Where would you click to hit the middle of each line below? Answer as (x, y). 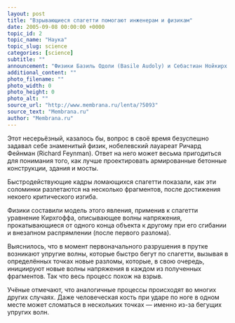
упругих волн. (28, 312)
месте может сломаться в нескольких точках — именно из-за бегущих (115, 304)
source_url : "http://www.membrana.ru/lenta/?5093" (83, 105)
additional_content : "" (42, 72)
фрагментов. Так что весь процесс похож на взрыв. (85, 276)
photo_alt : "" (28, 99)
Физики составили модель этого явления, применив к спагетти (103, 210)
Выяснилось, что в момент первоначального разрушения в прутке (108, 246)
